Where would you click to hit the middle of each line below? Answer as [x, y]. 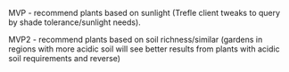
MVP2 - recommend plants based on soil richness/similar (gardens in [136, 40]
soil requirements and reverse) [65, 58]
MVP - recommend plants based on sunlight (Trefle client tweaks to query [144, 13]
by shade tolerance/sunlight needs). [75, 22]
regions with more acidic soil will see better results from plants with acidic [144, 49]
